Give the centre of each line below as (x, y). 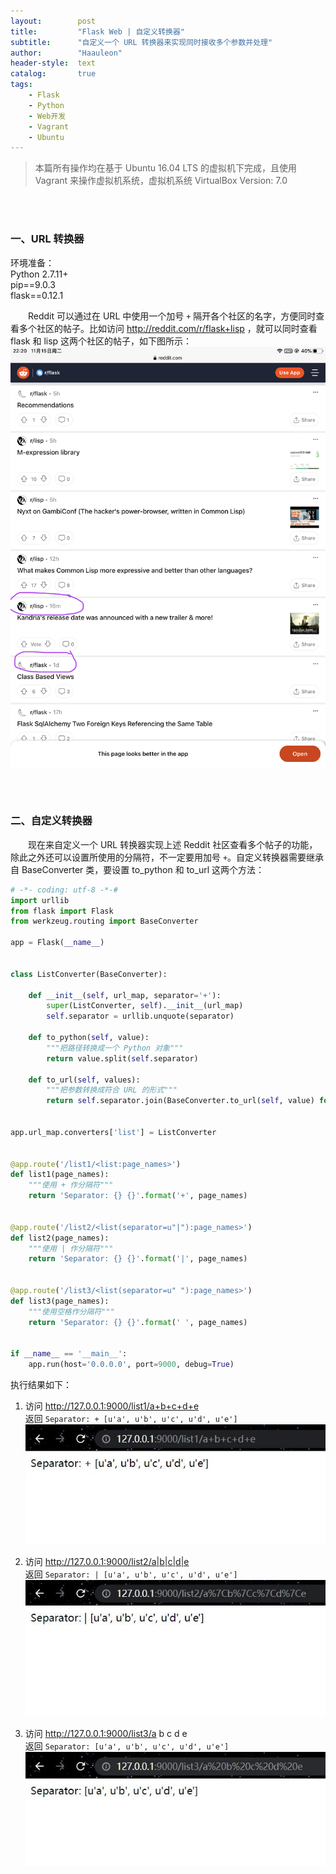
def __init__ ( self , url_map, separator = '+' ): (125, 995)
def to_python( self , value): (89, 1038)
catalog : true (53, 74)
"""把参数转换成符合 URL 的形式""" (112, 1090)
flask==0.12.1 (37, 295)
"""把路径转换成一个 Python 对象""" (115, 1048)
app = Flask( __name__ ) (57, 943)
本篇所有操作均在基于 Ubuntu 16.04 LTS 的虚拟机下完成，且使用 (165, 168)
